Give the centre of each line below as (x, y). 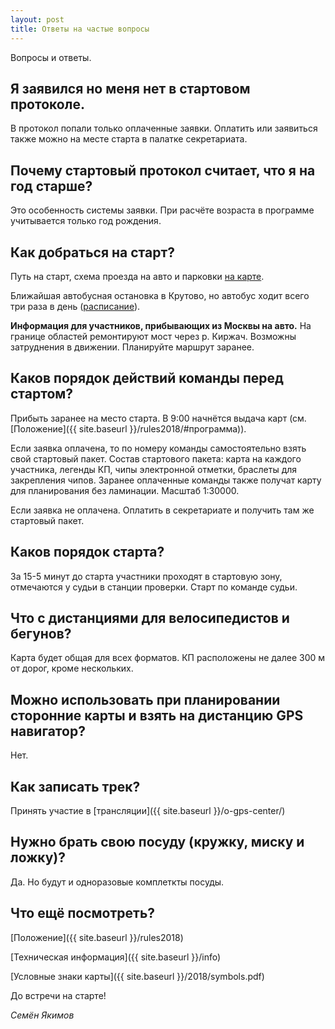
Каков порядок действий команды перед (147, 378)
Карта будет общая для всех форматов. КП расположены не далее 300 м (168, 658)
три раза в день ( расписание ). (75, 306)
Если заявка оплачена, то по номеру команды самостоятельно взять (158, 448)
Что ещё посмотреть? (83, 913)
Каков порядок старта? (87, 552)
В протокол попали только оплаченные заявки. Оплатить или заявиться (164, 128)
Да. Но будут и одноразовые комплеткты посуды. (117, 882)
